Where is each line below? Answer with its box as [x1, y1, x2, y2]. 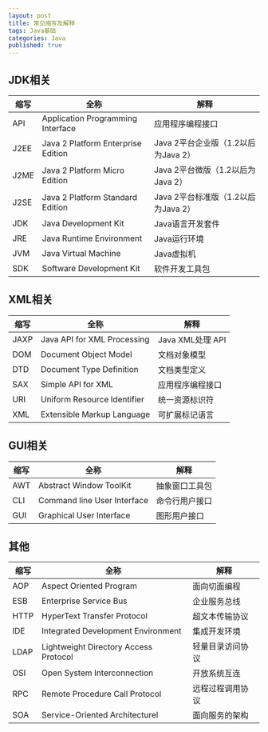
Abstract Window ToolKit [38, 479, 132, 490]
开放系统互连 [192, 668, 241, 679]
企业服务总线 [192, 596, 241, 607]
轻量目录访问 [192, 641, 241, 652]
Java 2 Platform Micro [41, 165, 125, 176]
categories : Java [8, 34, 66, 42]
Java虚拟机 [154, 248, 196, 259]
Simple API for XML [41, 378, 114, 390]
